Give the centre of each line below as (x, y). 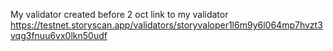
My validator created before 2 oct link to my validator (119, 14)
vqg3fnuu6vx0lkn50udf (59, 35)
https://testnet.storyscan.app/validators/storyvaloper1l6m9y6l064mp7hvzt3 (166, 25)
